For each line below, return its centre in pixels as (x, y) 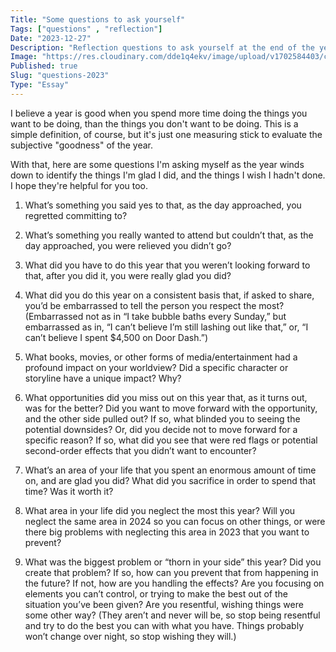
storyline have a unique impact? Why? (103, 378)
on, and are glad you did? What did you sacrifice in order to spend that (170, 480)
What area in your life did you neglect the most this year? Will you (160, 510)
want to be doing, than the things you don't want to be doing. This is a (154, 123)
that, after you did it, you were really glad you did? (128, 275)
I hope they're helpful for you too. (79, 185)
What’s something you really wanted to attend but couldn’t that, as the (169, 235)
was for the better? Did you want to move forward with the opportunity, (171, 408)
